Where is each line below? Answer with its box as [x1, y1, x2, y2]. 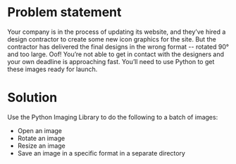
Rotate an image [17, 134, 66, 142]
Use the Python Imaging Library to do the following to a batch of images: [7, 113, 218, 121]
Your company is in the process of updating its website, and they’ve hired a [7, 27, 226, 36]
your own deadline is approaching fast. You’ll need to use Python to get [7, 57, 215, 65]
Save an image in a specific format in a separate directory [17, 149, 185, 157]
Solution [7, 89, 58, 106]
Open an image [17, 126, 62, 134]
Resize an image [17, 141, 66, 150]
